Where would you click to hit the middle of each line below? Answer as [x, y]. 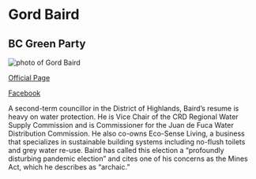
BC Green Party [47, 44]
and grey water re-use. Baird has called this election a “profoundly [116, 150]
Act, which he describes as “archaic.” [69, 167]
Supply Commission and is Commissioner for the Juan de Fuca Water [121, 125]
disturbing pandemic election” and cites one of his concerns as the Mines [128, 158]
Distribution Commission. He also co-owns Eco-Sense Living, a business [126, 133]
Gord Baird [44, 15]
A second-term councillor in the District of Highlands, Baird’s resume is [124, 108]
